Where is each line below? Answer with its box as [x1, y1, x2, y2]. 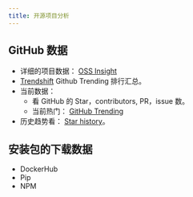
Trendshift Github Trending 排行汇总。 [19, 76, 147, 86]
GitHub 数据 [8, 43, 68, 57]
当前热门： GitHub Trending [31, 106, 124, 117]
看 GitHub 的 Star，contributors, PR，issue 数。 [31, 96, 190, 106]
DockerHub [19, 164, 58, 174]
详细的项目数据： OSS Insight [19, 66, 118, 76]
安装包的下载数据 [8, 142, 93, 156]
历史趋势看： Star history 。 [19, 117, 110, 126]
